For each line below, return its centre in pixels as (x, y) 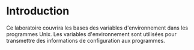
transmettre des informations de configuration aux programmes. (86, 40)
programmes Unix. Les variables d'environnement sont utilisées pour (92, 34)
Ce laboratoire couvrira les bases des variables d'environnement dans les (97, 28)
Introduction (38, 11)
